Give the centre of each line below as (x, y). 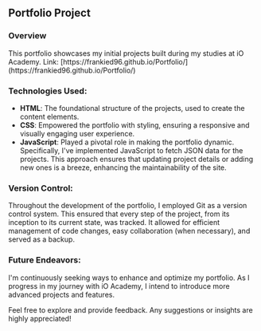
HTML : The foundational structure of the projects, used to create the (132, 108)
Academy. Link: (33, 61)
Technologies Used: (48, 91)
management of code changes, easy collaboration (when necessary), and (129, 231)
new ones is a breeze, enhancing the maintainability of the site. (123, 167)
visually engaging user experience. (77, 133)
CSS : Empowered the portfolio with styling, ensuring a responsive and (134, 125)
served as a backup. (42, 239)
